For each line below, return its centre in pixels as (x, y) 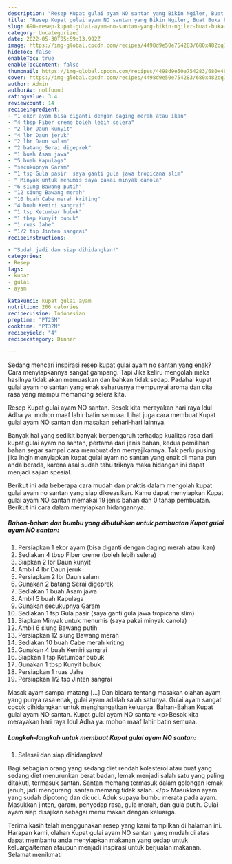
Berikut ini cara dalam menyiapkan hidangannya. (77, 507)
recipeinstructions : (38, 238)
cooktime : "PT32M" (34, 326)
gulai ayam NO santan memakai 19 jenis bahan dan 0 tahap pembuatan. (109, 500)
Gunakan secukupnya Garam (59, 606)
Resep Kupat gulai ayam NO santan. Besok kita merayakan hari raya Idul (110, 408)
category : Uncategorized (43, 33)
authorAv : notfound (36, 90)
